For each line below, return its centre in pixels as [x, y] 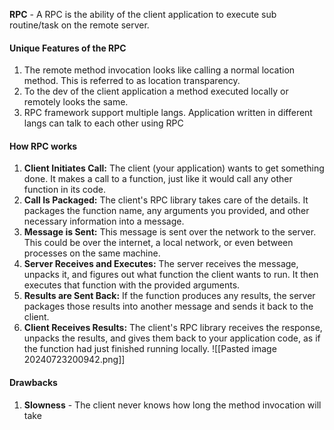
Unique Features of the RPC [68, 48]
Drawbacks [33, 382]
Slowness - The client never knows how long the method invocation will [172, 405]
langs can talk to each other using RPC [103, 123]
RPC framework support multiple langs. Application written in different [168, 113]
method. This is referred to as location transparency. [132, 81]
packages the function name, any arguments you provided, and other [166, 211]
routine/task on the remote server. [79, 25]
